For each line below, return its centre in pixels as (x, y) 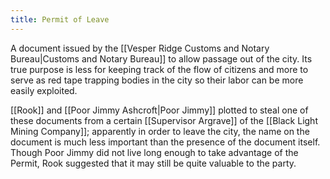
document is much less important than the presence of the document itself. (165, 142)
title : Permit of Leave (60, 19)
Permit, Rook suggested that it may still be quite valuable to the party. (153, 163)
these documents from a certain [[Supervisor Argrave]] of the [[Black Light (164, 120)
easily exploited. (44, 90)
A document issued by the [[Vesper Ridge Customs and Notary (140, 48)
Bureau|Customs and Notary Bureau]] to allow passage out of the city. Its (161, 58)
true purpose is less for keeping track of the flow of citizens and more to (159, 69)
